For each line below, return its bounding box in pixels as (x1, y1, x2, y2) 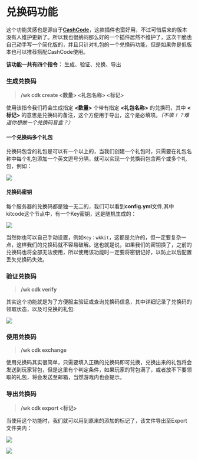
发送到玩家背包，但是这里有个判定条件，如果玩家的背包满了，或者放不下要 (6, 366, 187, 373)
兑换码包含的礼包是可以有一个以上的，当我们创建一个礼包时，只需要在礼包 (6, 148, 187, 155)
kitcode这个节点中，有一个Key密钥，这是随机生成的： (6, 210, 137, 217)
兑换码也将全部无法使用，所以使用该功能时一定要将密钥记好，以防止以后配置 (6, 248, 192, 255)
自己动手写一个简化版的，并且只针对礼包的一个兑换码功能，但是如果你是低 (6, 41, 187, 48)
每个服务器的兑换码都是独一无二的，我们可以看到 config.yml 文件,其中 (6, 202, 174, 210)
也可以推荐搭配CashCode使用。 (11, 48, 89, 55)
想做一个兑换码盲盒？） (16, 119, 74, 126)
